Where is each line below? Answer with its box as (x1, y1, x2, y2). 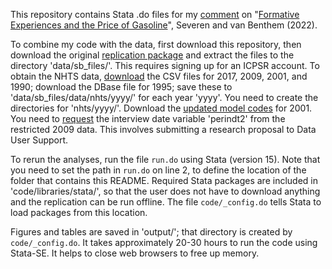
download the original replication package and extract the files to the (10, 49, 295, 61)
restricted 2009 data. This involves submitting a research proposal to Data (10, 124, 317, 135)
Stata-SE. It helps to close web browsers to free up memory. (10, 247, 260, 259)
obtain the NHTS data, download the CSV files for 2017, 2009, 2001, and (10, 70, 308, 82)
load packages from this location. (10, 207, 148, 218)
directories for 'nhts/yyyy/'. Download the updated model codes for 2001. (10, 102, 313, 114)
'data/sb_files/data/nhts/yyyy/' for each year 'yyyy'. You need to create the (10, 92, 319, 103)
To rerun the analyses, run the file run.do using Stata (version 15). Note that (10, 154, 321, 165)
